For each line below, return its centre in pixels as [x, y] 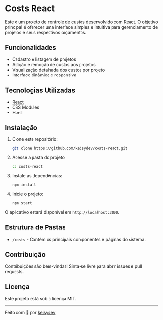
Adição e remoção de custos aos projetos [54, 64]
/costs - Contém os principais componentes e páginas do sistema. [79, 239]
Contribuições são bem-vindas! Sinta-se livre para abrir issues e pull [73, 266]
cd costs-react [27, 167]
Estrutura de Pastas [35, 228]
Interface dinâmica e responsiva [44, 75]
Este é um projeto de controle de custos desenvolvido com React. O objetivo [81, 22]
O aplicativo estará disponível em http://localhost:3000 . [62, 212]
